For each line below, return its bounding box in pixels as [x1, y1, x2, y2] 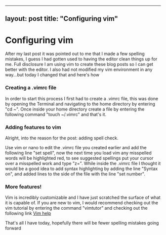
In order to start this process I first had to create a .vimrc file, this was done [5, 95, 159, 102]
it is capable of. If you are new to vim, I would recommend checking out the [5, 200, 158, 206]
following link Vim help [5, 210, 51, 216]
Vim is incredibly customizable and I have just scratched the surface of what [5, 194, 161, 201]
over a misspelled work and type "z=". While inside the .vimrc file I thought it [5, 160, 161, 166]
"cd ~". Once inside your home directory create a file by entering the [5, 106, 145, 112]
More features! [5, 183, 42, 190]
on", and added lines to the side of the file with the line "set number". [5, 171, 146, 176]
